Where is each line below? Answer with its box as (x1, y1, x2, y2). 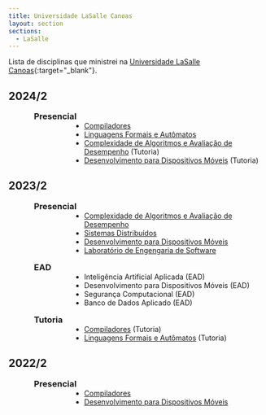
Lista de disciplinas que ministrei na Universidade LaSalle (8, 57, 201, 67)
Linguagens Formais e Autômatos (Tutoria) (84, 333, 228, 343)
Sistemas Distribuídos (84, 228, 157, 238)
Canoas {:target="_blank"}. (8, 66, 98, 76)
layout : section (8, 20, 63, 28)
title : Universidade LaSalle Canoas (8, 11, 133, 20)
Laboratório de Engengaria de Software (84, 245, 217, 255)
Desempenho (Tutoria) (84, 147, 160, 157)
